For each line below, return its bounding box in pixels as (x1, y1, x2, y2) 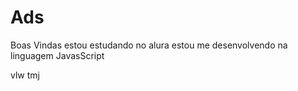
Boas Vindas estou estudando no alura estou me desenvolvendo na (10, 39, 288, 51)
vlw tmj (10, 69, 40, 81)
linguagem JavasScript (10, 49, 105, 61)
